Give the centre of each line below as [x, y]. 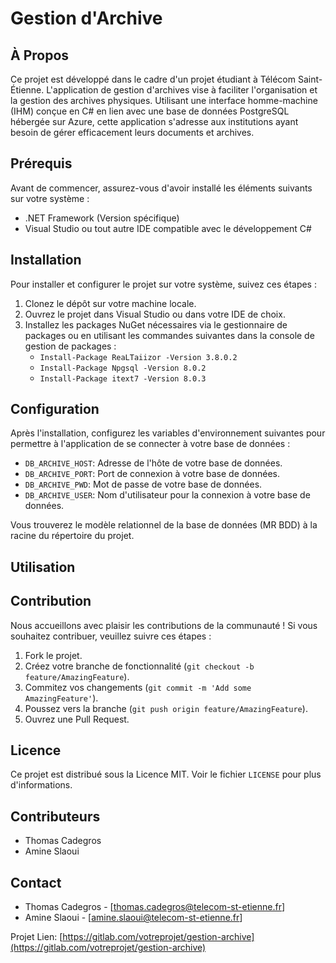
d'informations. [41, 785]
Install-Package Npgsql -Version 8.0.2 [123, 368]
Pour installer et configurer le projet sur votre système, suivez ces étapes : [163, 284]
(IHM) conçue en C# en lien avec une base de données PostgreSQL [150, 111]
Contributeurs [55, 816]
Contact [36, 882]
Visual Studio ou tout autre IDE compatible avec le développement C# [168, 228]
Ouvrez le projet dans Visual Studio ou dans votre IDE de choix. [155, 314]
